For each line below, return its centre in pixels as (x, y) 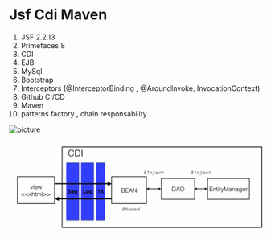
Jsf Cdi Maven (58, 15)
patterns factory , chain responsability (84, 113)
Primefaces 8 (43, 45)
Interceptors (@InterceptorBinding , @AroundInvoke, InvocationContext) (140, 88)
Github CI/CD (43, 96)
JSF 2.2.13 (38, 37)
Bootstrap (37, 80)
